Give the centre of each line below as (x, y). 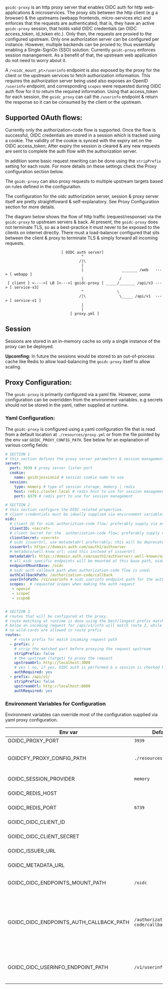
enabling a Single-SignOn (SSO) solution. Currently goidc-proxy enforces (80, 50)
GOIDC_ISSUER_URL (32, 851)
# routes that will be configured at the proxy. (57, 616)
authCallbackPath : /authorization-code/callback (61, 575)
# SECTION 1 (17, 454)
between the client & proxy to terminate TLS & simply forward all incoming (81, 238)
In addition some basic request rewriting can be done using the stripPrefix (83, 161)
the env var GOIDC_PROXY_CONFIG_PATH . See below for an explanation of (77, 440)
